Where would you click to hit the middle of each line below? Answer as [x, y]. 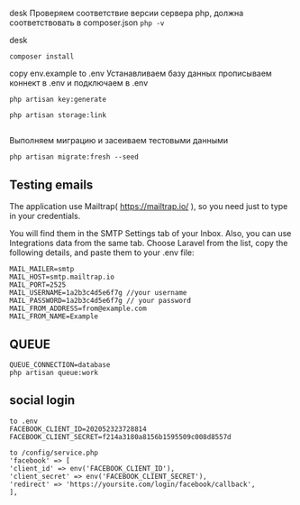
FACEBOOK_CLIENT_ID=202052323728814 [78, 429]
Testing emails [51, 184]
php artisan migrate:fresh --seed [74, 157]
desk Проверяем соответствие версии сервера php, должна [127, 13]
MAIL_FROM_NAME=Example [54, 317]
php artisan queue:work [54, 373]
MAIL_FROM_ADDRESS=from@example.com [78, 309]
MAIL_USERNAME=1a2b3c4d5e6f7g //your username [98, 293]
